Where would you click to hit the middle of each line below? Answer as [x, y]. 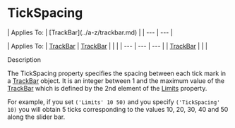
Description [24, 59]
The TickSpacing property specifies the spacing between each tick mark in [116, 73]
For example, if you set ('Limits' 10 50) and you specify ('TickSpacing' [114, 102]
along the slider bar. [36, 117]
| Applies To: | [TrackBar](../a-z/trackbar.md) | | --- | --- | [90, 32]
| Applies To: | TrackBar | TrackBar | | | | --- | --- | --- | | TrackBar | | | [108, 46]
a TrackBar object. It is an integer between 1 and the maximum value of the [116, 81]
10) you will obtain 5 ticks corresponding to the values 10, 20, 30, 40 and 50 [118, 109]
